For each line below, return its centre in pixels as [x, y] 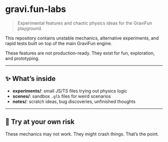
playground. [30, 28]
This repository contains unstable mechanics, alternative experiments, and [82, 38]
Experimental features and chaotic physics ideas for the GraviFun [85, 23]
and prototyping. [22, 58]
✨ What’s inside [30, 79]
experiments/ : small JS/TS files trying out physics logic [70, 90]
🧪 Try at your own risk [40, 122]
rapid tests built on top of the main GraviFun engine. [59, 43]
